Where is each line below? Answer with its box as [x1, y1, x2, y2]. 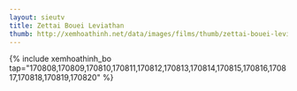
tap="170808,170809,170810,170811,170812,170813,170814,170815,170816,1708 [9, 63, 287, 73]
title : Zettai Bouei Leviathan [9, 21, 125, 30]
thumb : [9, 29, 34, 38]
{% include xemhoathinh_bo [9, 54, 112, 64]
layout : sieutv [9, 12, 65, 22]
